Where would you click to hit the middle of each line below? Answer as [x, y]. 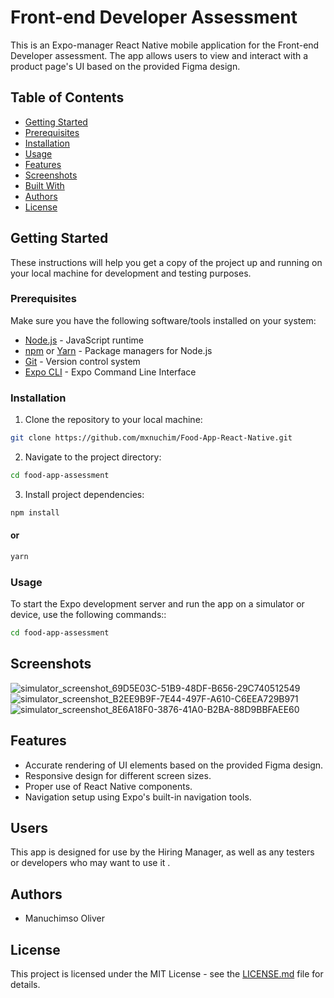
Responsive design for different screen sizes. [118, 775]
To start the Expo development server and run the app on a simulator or [157, 604]
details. [25, 985]
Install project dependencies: [84, 494]
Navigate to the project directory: [93, 457]
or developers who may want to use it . [90, 863]
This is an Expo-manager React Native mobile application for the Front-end [165, 45]
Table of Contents [67, 97]
